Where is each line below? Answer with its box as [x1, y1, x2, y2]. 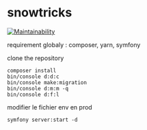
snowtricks [7, 5, 72, 21]
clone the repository [7, 53, 64, 62]
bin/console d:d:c [7, 73, 59, 80]
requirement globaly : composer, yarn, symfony [7, 40, 141, 49]
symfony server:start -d [7, 116, 78, 123]
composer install [7, 67, 57, 74]
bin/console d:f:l [7, 91, 59, 98]
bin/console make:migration [7, 79, 88, 86]
